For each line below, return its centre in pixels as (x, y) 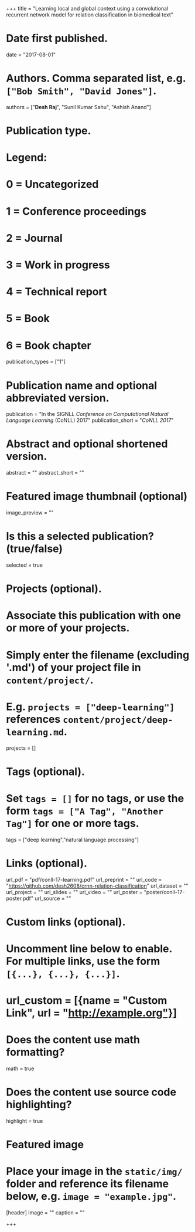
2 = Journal (34, 238)
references (33, 719)
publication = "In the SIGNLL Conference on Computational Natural (87, 414)
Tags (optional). (45, 771)
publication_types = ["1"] (36, 362)
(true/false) (35, 549)
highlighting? (39, 1105)
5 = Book (28, 319)
